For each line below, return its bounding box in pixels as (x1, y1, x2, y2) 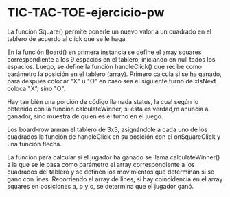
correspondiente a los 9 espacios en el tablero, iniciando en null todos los (7, 55, 216, 63)
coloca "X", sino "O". (7, 84, 66, 92)
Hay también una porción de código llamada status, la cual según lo (7, 97, 199, 105)
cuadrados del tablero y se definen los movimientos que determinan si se (7, 168, 215, 176)
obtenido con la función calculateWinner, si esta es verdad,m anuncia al (7, 105, 211, 113)
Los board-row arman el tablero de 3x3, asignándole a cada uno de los (7, 125, 208, 133)
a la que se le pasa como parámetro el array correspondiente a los (7, 160, 195, 168)
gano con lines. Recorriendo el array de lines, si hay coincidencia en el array (7, 174, 223, 183)
